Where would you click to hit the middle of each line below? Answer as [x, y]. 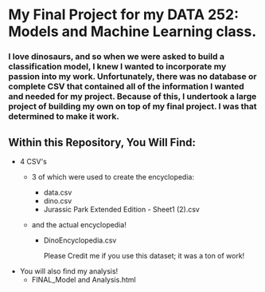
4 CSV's [33, 161]
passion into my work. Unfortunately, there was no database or [132, 77]
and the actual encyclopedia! [79, 224]
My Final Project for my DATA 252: [123, 15]
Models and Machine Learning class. [132, 32]
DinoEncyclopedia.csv [80, 240]
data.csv [58, 192]
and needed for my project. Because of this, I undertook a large [132, 97]
